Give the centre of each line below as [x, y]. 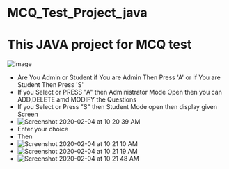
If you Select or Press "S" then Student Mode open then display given [117, 107]
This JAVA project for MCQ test [100, 45]
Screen [27, 114]
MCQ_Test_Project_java [77, 13]
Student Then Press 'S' [50, 85]
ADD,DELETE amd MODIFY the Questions [77, 99]
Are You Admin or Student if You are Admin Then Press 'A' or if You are [119, 77]
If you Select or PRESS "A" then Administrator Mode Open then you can [120, 92]
